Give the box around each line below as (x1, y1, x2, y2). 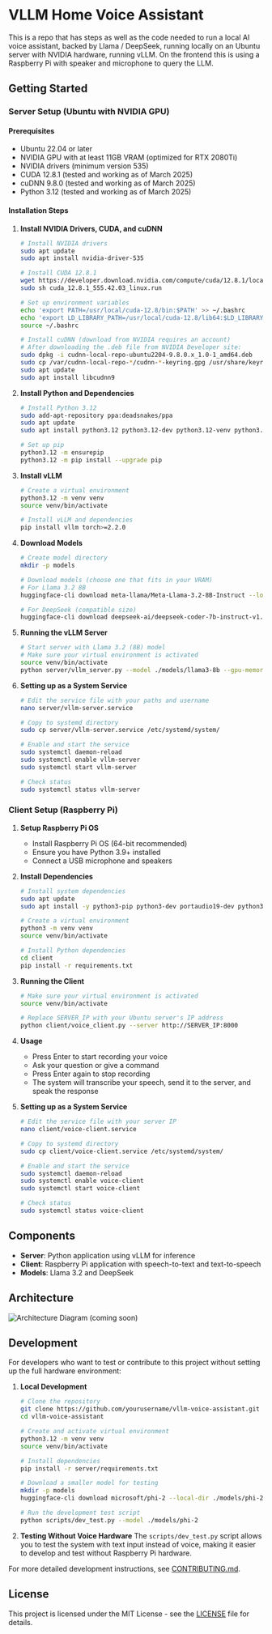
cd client (19, 954, 54, 962)
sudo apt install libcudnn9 (19, 373, 115, 381)
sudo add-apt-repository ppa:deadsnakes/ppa (19, 411, 173, 419)
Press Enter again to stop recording (32, 1069, 151, 1079)
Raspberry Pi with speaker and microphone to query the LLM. (8, 58, 214, 68)
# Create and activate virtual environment (19, 1428, 170, 1436)
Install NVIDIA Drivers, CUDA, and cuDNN (19, 223, 164, 233)
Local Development (19, 1382, 87, 1392)
